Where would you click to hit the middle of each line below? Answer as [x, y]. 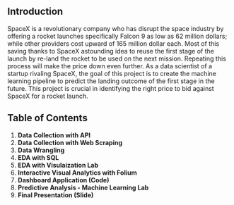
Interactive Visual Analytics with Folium [77, 173]
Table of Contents [48, 118]
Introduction [35, 12]
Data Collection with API [54, 135]
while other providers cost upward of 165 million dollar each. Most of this [113, 43]
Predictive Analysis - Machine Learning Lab [83, 187]
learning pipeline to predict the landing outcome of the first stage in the [111, 81]
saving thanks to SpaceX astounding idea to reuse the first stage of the [111, 51]
